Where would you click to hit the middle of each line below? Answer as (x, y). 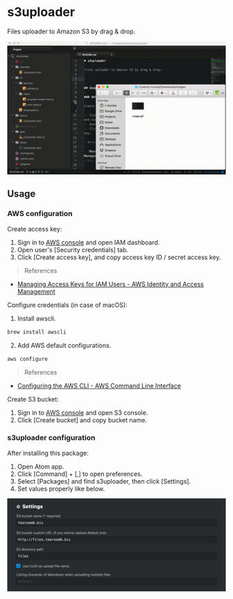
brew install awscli (37, 332)
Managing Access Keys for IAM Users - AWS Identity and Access (111, 284)
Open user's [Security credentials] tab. (73, 249)
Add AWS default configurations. (64, 345)
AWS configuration (40, 214)
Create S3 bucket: (33, 399)
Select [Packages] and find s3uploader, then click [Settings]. (104, 481)
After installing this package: (48, 453)
